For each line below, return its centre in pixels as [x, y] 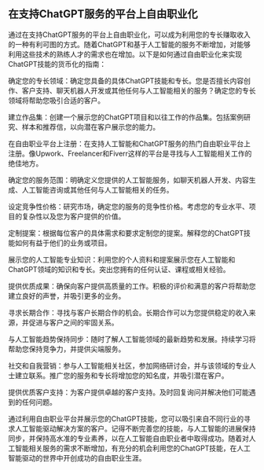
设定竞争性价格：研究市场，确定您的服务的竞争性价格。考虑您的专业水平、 [128, 206]
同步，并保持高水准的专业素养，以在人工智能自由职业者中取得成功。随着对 [128, 438]
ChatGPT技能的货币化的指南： [57, 64]
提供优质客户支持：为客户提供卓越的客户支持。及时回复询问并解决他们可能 [128, 392]
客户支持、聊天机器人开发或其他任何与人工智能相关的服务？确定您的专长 [139, 90]
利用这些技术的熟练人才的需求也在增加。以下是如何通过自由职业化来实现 [125, 54]
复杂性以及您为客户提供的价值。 [73, 216]
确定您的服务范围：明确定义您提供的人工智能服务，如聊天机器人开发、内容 [128, 180]
